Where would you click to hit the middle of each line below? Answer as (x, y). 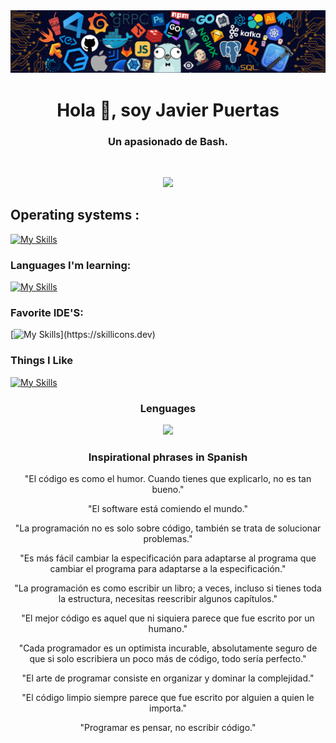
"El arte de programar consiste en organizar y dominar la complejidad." (168, 678)
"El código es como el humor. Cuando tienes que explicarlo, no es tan (168, 479)
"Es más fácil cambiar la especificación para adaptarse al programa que (168, 558)
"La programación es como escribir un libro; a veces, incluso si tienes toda (168, 588)
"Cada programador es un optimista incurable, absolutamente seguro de (168, 648)
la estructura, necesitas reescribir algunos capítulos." (168, 599)
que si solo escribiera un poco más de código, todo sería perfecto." (168, 659)
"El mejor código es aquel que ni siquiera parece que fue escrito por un (168, 618)
